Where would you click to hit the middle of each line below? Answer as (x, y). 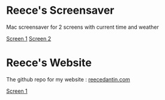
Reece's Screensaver (60, 10)
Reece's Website (49, 63)
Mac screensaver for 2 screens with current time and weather (82, 27)
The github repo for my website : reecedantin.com (68, 79)
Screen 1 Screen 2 (29, 38)
